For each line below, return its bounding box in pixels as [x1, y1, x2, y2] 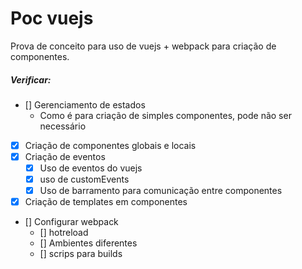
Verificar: [10, 73, 52, 86]
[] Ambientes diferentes [39, 237, 138, 249]
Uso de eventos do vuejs [39, 162, 143, 174]
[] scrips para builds [39, 248, 123, 260]
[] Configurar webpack [24, 216, 119, 228]
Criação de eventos [24, 150, 106, 162]
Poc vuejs [10, 7, 94, 30]
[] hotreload [39, 227, 89, 239]
